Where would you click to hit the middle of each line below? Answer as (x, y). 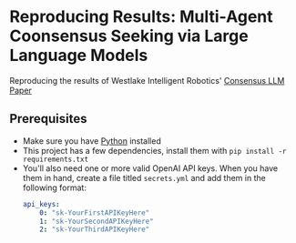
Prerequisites (48, 119)
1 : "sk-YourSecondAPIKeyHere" (97, 221)
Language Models (79, 56)
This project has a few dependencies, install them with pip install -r (154, 150)
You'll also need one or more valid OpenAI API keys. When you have (150, 168)
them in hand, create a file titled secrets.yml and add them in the (144, 177)
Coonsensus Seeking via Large (129, 36)
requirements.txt (56, 159)
